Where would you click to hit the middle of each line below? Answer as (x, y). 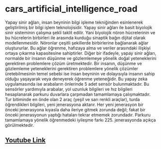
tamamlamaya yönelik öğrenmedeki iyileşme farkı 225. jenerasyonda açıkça (80, 120)
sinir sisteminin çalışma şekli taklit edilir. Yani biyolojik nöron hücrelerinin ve (80, 32)
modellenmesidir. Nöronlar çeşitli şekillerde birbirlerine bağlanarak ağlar (77, 43)
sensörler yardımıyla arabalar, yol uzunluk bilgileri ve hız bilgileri (69, 89)
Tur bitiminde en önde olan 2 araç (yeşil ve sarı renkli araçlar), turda (72, 99)
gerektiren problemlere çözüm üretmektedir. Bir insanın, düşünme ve (73, 63)
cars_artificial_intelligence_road (71, 9)
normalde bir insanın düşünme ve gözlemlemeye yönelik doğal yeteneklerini (81, 58)
